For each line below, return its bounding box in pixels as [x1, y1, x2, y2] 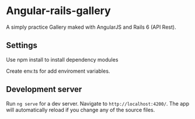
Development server [6, 84, 82, 94]
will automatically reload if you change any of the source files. [6, 106, 155, 113]
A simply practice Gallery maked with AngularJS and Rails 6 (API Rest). [6, 23, 176, 30]
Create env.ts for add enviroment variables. [6, 67, 110, 74]
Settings [6, 40, 38, 50]
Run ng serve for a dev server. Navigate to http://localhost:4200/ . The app [6, 100, 190, 107]
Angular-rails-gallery [6, 4, 111, 18]
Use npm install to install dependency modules [6, 56, 119, 63]
